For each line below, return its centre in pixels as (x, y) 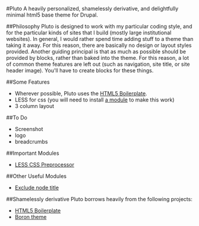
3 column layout (34, 106)
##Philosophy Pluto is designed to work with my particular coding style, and (99, 26)
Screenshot (29, 129)
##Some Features (28, 82)
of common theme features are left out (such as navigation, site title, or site (98, 64)
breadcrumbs (31, 141)
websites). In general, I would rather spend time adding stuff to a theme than (100, 39)
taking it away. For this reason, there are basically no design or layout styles (99, 45)
